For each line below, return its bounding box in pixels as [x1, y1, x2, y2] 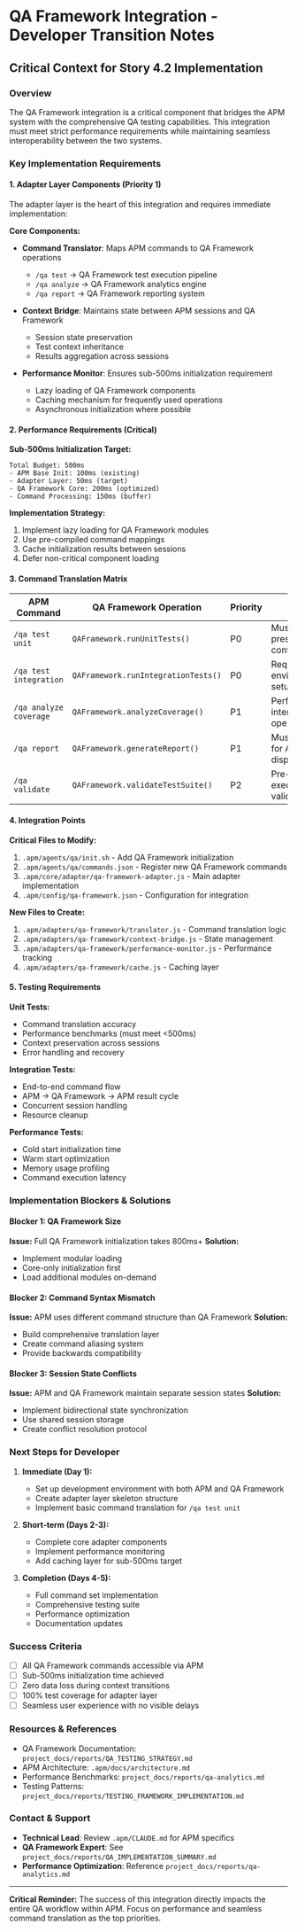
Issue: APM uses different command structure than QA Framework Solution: [9, 1312, 289, 1322]
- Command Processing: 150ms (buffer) [9, 492, 152, 502]
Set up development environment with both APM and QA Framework [34, 1483, 285, 1494]
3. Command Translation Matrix [9, 573, 128, 584]
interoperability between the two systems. [9, 135, 163, 145]
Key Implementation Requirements [9, 157, 162, 169]
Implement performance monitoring [34, 1546, 165, 1556]
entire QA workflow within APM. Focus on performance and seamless [9, 1903, 263, 1913]
